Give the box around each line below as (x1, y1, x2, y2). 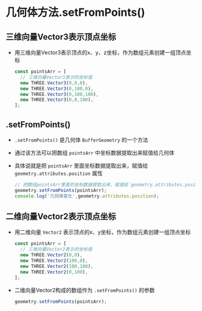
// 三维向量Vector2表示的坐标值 (20, 247, 93, 253)
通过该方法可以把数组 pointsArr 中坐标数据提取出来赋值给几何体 (14, 149, 175, 156)
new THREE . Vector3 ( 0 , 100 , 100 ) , (20, 91, 99, 97)
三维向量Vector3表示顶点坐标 (5, 32, 116, 42)
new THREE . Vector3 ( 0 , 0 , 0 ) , (20, 80, 88, 86)
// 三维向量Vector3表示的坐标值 (20, 74, 93, 80)
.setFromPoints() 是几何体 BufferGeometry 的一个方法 (14, 136, 149, 143)
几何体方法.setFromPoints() (5, 5, 146, 19)
